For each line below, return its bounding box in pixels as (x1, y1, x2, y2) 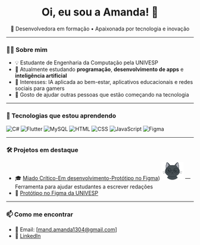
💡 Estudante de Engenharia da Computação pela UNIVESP (14, 59, 159, 66)
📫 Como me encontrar (6, 210, 73, 218)
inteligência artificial (14, 72, 67, 79)
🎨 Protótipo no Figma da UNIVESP (14, 189, 99, 196)
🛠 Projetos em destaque (6, 146, 79, 154)
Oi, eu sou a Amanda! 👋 (41, 5, 159, 19)
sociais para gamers (14, 85, 65, 92)
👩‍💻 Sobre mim (6, 45, 48, 54)
